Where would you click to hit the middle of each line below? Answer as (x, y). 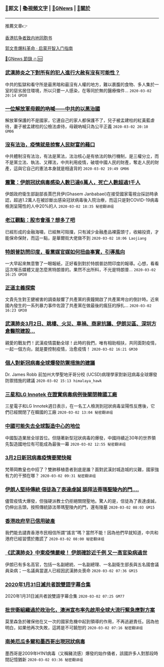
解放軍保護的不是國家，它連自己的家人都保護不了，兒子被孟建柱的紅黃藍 (78, 120)
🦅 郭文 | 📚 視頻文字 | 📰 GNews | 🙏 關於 (48, 8)
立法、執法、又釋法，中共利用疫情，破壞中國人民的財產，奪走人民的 (86, 162)
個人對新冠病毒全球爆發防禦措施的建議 (50, 363)
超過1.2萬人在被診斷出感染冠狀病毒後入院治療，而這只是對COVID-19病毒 (86, 200)
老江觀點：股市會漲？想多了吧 (40, 220)
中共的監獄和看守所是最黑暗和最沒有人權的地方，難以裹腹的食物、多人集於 (80, 84)
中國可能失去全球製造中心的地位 (43, 426)
